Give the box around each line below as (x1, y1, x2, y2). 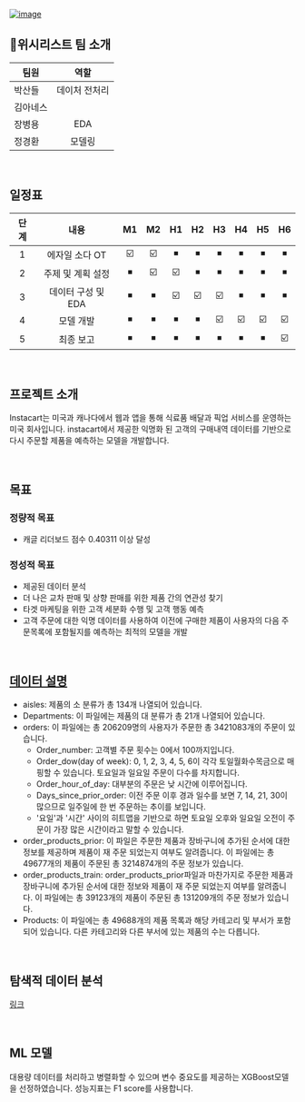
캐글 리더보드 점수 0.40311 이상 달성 (22, 534, 152, 545)
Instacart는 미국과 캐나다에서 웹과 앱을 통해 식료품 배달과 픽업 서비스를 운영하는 (9, 412, 292, 423)
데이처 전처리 (55, 84, 110, 96)
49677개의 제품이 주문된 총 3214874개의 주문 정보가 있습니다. (22, 859, 244, 869)
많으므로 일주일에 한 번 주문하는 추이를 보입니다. (35, 801, 206, 812)
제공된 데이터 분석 (22, 581, 86, 592)
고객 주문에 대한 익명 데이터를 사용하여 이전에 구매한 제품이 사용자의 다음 (22, 615, 280, 626)
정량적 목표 (9, 511, 55, 524)
